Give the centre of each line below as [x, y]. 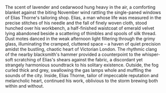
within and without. [25, 86]
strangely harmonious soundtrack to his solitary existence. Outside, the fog [82, 65]
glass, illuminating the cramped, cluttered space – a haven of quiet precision [83, 44]
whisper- [151, 54]
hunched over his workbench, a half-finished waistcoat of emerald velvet [80, 28]
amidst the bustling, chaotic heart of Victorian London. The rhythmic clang [81, 49]
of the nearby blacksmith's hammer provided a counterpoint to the [73, 54]
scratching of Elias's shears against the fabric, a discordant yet [78, 60]
